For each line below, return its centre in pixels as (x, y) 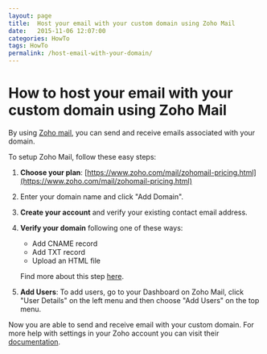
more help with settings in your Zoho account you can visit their (114, 333)
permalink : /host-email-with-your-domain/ (80, 53)
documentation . (35, 342)
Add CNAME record (65, 244)
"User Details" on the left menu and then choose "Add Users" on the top (140, 300)
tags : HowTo (28, 46)
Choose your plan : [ (53, 172)
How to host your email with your (121, 93)
